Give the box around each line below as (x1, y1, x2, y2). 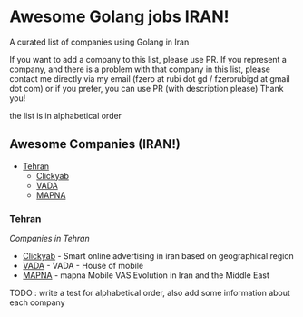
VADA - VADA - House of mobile (22, 261, 143, 272)
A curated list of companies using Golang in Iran (9, 36, 190, 47)
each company (9, 297, 65, 308)
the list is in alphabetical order (9, 110, 122, 121)
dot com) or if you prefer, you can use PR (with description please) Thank (9, 83, 284, 94)
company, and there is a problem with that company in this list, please (9, 64, 270, 74)
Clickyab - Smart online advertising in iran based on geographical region (22, 251, 295, 262)
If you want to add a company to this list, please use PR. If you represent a (9, 54, 288, 64)
